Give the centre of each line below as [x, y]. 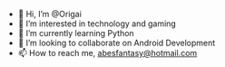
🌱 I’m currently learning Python [76, 33]
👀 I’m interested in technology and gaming [97, 24]
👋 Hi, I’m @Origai [49, 14]
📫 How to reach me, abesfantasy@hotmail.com [108, 53]
